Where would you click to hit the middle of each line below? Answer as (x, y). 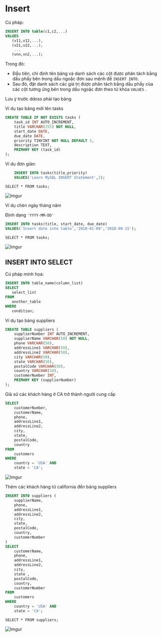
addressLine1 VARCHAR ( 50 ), (42, 348)
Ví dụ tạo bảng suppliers (30, 320)
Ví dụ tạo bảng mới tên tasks (34, 108)
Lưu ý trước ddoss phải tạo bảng (38, 99)
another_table (26, 302)
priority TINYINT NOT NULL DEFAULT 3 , (54, 141)
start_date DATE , (32, 131)
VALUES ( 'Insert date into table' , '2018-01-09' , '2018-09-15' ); (71, 228)
